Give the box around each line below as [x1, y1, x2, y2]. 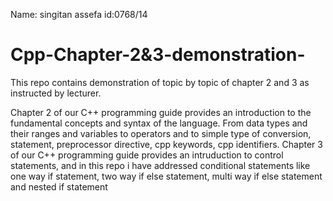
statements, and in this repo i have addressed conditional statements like [10, 159, 311, 171]
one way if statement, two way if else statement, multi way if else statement [10, 170, 323, 182]
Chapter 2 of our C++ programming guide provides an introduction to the [10, 106, 312, 118]
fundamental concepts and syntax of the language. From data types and [10, 117, 308, 129]
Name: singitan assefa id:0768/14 [10, 9, 148, 20]
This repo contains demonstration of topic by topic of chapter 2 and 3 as [10, 76, 310, 88]
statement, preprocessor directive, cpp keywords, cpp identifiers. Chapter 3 [10, 138, 323, 150]
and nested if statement [10, 180, 108, 193]
